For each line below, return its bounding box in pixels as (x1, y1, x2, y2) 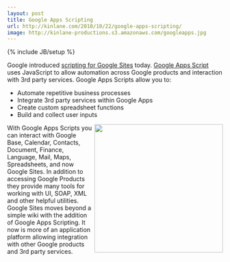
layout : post (7, 10, 44, 17)
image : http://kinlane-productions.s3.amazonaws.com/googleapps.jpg (7, 29, 207, 36)
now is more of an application (7, 226, 91, 234)
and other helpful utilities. (7, 196, 79, 205)
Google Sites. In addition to (7, 168, 84, 176)
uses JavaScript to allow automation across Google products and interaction (7, 68, 222, 77)
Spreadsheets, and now (7, 160, 74, 168)
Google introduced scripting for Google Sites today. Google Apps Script (7, 61, 209, 69)
